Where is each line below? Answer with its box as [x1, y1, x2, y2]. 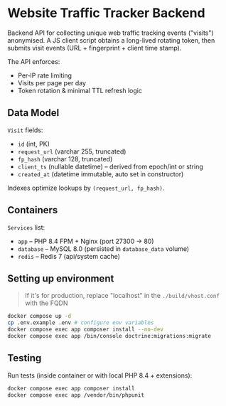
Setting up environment [7, 272, 114, 284]
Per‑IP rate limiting [17, 71, 72, 80]
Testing [7, 352, 42, 364]
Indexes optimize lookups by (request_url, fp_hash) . [7, 183, 165, 192]
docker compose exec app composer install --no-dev [7, 326, 163, 333]
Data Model [7, 107, 60, 119]
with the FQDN [24, 299, 69, 307]
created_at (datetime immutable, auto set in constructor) [17, 169, 184, 178]
